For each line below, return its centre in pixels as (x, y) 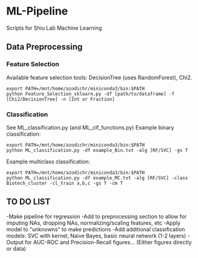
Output (15, 242)
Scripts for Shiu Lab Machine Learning (54, 28)
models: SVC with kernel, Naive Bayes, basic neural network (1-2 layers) (96, 236)
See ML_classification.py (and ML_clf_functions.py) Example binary (90, 127)
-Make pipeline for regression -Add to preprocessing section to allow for (97, 216)
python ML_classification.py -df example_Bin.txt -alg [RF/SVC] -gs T (97, 150)
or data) (16, 248)
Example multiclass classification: (48, 161)
